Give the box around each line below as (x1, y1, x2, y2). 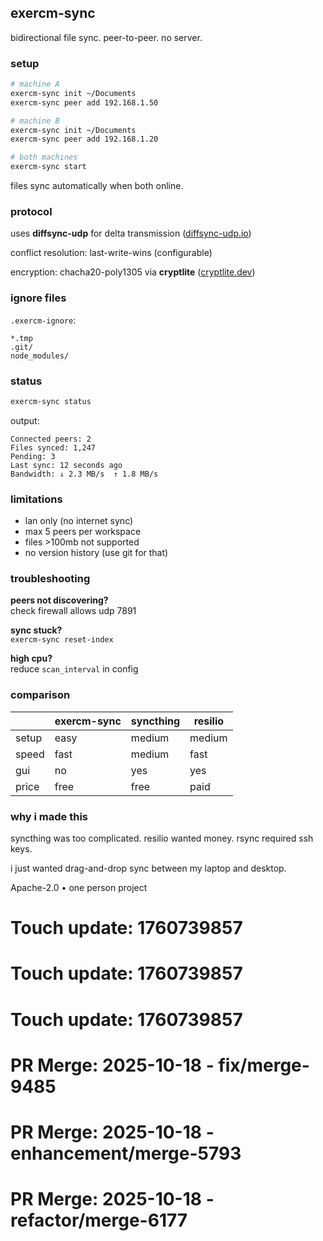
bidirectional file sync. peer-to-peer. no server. (10, 31, 203, 43)
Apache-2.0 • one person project (10, 882, 148, 894)
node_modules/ (10, 351, 70, 361)
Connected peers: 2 (10, 434, 92, 444)
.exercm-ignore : (10, 314, 77, 326)
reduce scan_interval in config (10, 663, 139, 675)
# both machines (10, 152, 78, 163)
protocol (10, 205, 53, 219)
